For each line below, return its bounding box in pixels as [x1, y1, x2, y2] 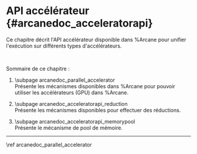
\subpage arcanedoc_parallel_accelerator [14, 76, 116, 83]
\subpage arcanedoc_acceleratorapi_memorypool [14, 118, 135, 125]
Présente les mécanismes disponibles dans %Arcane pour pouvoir [14, 82, 176, 89]
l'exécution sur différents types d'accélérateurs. [6, 42, 122, 49]
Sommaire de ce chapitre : [6, 65, 70, 72]
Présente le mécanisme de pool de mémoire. [14, 124, 123, 131]
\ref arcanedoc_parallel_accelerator [6, 141, 92, 148]
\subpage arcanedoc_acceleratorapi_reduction [14, 100, 128, 107]
